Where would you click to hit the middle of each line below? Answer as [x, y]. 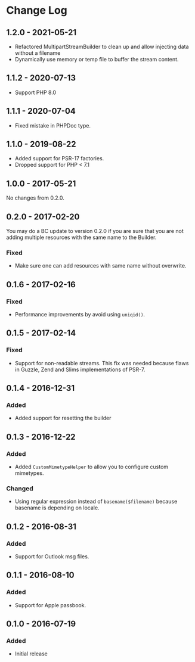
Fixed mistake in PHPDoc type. [53, 125]
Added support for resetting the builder [63, 418]
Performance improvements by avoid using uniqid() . [80, 315]
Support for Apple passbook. [50, 605]
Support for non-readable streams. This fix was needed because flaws [102, 363]
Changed [20, 489]
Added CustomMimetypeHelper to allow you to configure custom [92, 467]
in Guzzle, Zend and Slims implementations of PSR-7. [80, 369]
